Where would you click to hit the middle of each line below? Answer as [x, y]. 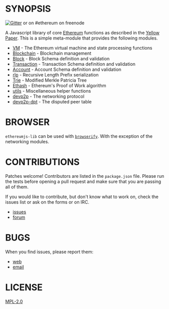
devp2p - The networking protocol [48, 96]
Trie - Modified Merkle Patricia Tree [50, 80]
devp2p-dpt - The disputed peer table [52, 101]
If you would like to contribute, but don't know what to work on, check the [82, 197]
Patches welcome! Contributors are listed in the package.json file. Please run [85, 176]
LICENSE [24, 287]
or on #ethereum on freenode [54, 23]
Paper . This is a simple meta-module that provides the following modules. [81, 38]
